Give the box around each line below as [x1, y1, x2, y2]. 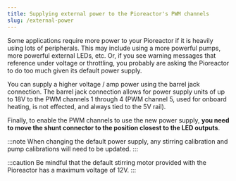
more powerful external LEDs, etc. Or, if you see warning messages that [7, 51, 216, 60]
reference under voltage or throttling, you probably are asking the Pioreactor [7, 58, 230, 67]
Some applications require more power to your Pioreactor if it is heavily [7, 36, 213, 44]
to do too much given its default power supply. [7, 66, 142, 75]
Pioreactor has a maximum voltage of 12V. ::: [7, 166, 137, 174]
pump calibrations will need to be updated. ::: [7, 144, 139, 153]
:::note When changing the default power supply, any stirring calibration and [7, 137, 228, 145]
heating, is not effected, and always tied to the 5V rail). [7, 102, 166, 111]
